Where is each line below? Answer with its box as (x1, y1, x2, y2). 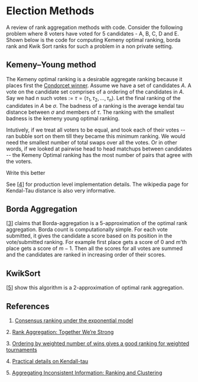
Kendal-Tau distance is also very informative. (6, 187, 116, 194)
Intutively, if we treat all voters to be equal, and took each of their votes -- (6, 126, 186, 133)
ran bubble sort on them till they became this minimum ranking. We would (6, 132, 186, 140)
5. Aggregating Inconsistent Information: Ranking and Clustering (6, 369, 163, 376)
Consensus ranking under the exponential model (14, 317, 134, 324)
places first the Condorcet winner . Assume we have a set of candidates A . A (6, 82, 191, 89)
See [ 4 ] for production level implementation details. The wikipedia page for (6, 181, 189, 188)
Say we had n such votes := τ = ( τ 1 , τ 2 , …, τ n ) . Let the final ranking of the (6, 94, 181, 103)
